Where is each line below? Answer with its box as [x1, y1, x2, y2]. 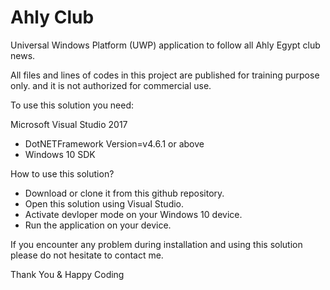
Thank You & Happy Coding [10, 268, 125, 280]
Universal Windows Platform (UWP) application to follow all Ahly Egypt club [10, 39, 321, 51]
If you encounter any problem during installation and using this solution [10, 238, 303, 250]
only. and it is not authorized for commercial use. [10, 79, 212, 91]
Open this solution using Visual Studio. [24, 197, 185, 210]
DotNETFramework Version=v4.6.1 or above [24, 137, 205, 150]
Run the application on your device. [24, 219, 172, 231]
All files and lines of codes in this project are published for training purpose [10, 69, 320, 81]
